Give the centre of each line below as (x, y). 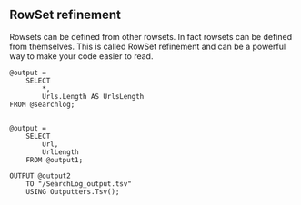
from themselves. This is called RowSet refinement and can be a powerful (148, 46)
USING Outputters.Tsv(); (73, 191)
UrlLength (60, 152)
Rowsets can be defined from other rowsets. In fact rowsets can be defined (151, 36)
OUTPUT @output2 (40, 176)
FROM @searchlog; (42, 104)
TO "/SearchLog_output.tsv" (79, 184)
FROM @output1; (55, 160)
